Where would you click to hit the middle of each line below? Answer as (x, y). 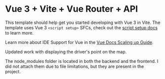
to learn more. (19, 33)
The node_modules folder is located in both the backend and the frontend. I (82, 61)
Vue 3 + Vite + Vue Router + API (71, 9)
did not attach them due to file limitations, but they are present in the (75, 66)
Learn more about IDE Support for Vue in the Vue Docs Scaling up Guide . (79, 42)
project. (13, 71)
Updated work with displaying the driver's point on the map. (66, 52)
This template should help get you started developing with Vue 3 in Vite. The (83, 22)
